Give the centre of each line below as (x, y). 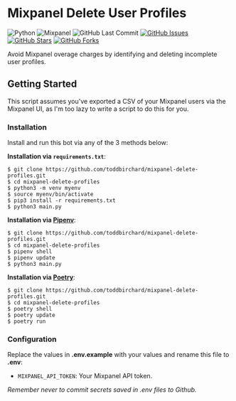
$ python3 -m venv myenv (44, 188)
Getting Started (42, 84)
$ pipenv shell (30, 252)
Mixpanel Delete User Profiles (97, 13)
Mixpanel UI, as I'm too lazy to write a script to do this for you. (98, 109)
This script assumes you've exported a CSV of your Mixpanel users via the (117, 101)
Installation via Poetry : (42, 277)
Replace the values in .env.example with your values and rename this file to (118, 355)
